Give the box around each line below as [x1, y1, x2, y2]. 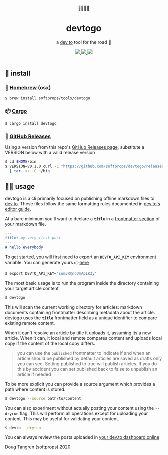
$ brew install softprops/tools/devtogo [5, 95, 91, 101]
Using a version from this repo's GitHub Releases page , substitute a [5, 144, 145, 150]
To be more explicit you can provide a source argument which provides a [5, 381, 155, 387]
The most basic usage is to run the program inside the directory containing [5, 280, 159, 286]
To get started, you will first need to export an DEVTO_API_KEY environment [5, 254, 156, 260]
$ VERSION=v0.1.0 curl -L [5, 164, 59, 169]
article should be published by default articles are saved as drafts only [17, 355, 162, 361]
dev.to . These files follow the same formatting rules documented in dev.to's [5, 201, 161, 207]
